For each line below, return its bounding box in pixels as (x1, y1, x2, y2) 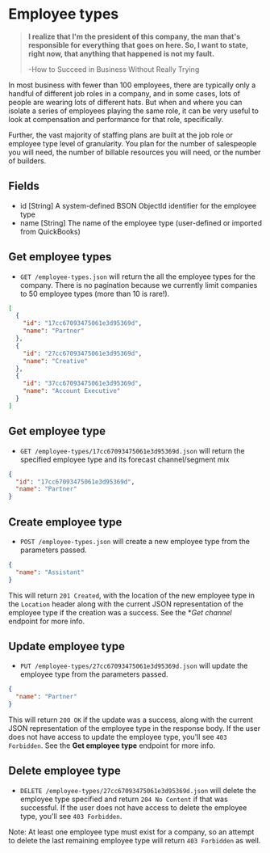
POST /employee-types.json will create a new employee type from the (19, 536, 250, 546)
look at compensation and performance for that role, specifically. (8, 114, 224, 124)
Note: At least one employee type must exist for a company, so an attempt (8, 826, 255, 837)
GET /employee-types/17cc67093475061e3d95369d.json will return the (19, 446, 245, 455)
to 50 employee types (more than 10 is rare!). (19, 289, 170, 298)
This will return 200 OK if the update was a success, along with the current (8, 715, 254, 724)
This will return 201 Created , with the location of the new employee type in (8, 590, 255, 600)
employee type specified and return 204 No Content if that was (19, 794, 228, 804)
